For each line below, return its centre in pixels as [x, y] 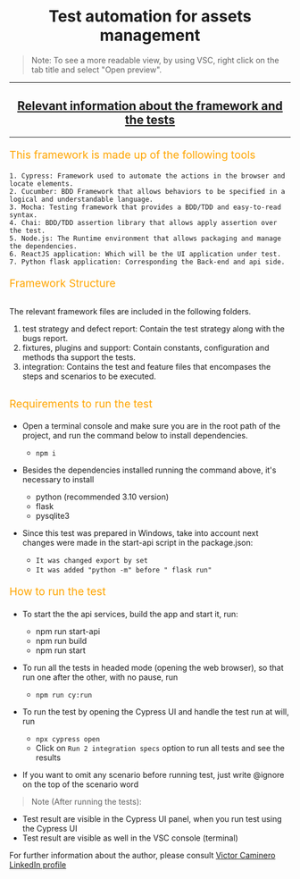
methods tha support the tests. [79, 357]
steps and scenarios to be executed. [89, 376]
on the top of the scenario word [80, 784]
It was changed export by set [92, 561]
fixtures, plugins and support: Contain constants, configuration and [146, 347]
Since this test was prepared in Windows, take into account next [140, 533]
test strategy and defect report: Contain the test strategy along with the [154, 329]
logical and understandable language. [81, 200]
